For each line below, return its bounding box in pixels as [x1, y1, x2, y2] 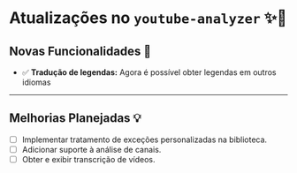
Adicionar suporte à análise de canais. [21, 144, 162, 154]
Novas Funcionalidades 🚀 [9, 43, 152, 58]
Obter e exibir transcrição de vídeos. [21, 154, 156, 164]
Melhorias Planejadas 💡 [9, 110, 141, 126]
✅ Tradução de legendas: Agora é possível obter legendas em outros [21, 67, 277, 78]
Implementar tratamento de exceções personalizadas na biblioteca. [21, 134, 268, 145]
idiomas [21, 77, 51, 87]
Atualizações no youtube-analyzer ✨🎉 [9, 8, 287, 28]
